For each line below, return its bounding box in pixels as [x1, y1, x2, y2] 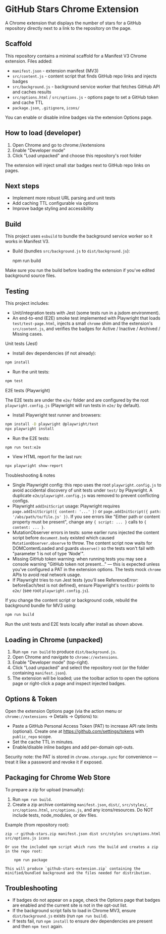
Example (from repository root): [5, 822, 69, 828]
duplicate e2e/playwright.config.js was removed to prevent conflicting [12, 493, 160, 499]
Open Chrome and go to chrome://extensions [12, 142, 105, 148]
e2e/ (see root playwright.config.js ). [12, 588, 90, 594]
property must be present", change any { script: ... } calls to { [12, 519, 147, 525]
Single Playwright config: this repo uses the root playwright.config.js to [12, 482, 162, 488]
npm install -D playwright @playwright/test [5, 422, 99, 426]
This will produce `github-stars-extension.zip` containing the [5, 866, 141, 871]
